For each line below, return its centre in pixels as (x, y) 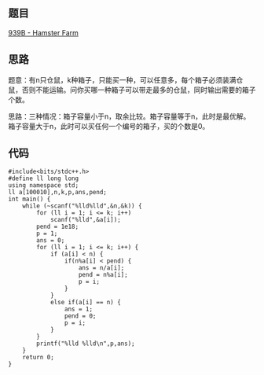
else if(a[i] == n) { (86, 303)
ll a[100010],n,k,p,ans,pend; (58, 193)
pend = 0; (80, 316)
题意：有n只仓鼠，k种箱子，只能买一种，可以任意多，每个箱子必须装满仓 (126, 79)
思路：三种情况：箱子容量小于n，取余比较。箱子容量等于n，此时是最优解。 (129, 116)
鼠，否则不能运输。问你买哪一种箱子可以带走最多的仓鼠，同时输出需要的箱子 (132, 90)
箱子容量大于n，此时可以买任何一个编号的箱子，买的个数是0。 (109, 126)
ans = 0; (51, 241)
